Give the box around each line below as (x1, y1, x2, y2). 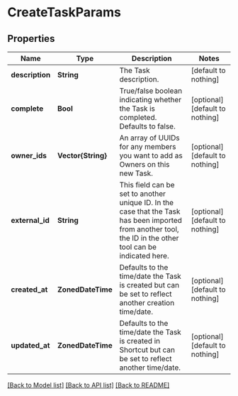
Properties (7, 33, 55, 45)
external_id (11, 216, 50, 225)
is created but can (119, 280, 179, 290)
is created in (119, 336, 161, 346)
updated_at (11, 341, 50, 350)
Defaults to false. (119, 121, 176, 131)
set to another (119, 189, 166, 199)
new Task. (119, 168, 154, 178)
